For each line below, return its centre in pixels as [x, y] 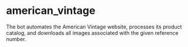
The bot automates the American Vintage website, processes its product [94, 27]
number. [16, 39]
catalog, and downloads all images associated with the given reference [92, 32]
